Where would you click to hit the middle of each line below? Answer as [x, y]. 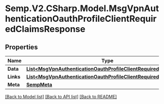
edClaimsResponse [45, 29]
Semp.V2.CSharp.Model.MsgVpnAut [82, 9]
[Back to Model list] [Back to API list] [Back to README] [61, 97]
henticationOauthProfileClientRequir [81, 19]
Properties [21, 47]
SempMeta [39, 85]
